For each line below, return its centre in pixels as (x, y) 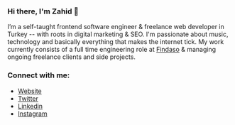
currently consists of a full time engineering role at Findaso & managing (112, 50)
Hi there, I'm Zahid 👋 (43, 11)
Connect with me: (39, 75)
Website (30, 91)
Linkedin (30, 106)
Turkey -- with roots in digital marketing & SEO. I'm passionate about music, (118, 34)
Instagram (32, 114)
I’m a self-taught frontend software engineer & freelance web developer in (116, 27)
